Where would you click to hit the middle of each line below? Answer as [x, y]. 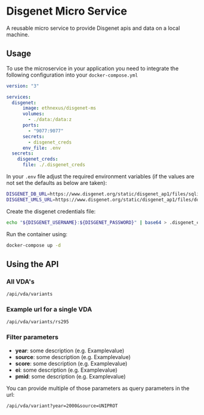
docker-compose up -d [34, 245]
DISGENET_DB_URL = [28, 194]
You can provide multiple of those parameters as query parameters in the [98, 388]
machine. [18, 34]
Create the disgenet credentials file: [51, 211]
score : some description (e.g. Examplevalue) [71, 363]
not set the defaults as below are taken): [57, 183]
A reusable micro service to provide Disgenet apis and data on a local [93, 28]
